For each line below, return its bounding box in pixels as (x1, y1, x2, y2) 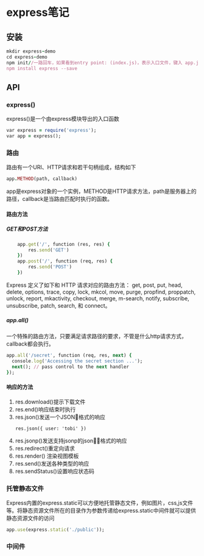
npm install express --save (6, 65, 78, 71)
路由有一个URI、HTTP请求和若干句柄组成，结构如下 (6, 164, 136, 171)
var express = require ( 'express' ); (6, 128, 97, 134)
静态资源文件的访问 (6, 514, 55, 522)
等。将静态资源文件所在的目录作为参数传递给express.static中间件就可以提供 (6, 507, 196, 514)
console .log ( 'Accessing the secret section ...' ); (12, 358, 143, 364)
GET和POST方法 (6, 225, 48, 233)
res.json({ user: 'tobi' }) (15, 425, 86, 431)
